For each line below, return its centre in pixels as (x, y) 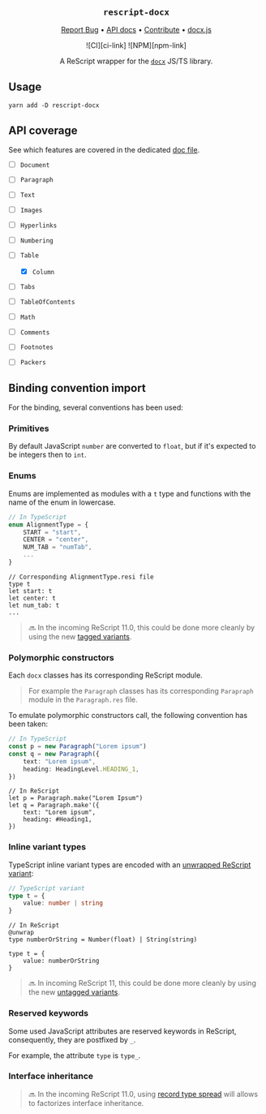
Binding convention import (77, 388)
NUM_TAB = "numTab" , (58, 547)
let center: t (32, 598)
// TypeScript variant (47, 888)
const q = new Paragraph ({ (54, 754)
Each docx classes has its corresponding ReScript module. (105, 675)
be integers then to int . (47, 455)
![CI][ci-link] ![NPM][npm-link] (136, 45)
